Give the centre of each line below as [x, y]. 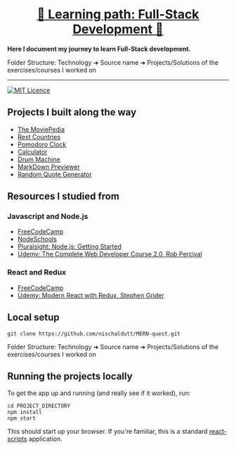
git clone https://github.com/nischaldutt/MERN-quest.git [94, 334]
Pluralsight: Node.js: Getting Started [69, 246]
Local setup [33, 317]
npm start [22, 418]
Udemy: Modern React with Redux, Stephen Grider [91, 295]
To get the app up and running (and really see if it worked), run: [99, 393]
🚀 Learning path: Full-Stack [118, 14]
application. [45, 439]
